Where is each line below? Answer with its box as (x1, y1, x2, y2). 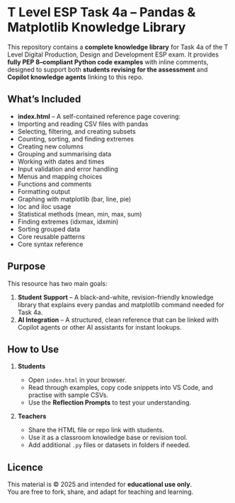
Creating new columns (17, 142, 84, 151)
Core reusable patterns (17, 232, 86, 241)
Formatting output (17, 187, 71, 195)
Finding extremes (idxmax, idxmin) (17, 217, 119, 226)
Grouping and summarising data (17, 149, 112, 158)
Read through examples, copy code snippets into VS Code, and (28, 383, 214, 392)
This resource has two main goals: (7, 279, 108, 287)
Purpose (7, 260, 46, 272)
